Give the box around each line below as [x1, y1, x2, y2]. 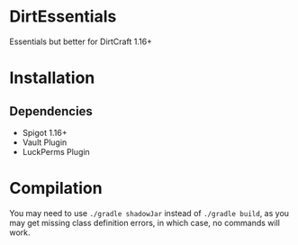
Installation [9, 68, 95, 88]
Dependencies [9, 104, 93, 119]
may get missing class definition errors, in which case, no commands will [9, 217, 281, 228]
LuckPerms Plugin [22, 146, 90, 157]
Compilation [9, 178, 103, 199]
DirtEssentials [9, 6, 117, 27]
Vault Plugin [22, 137, 68, 148]
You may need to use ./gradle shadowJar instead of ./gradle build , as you [9, 207, 290, 218]
